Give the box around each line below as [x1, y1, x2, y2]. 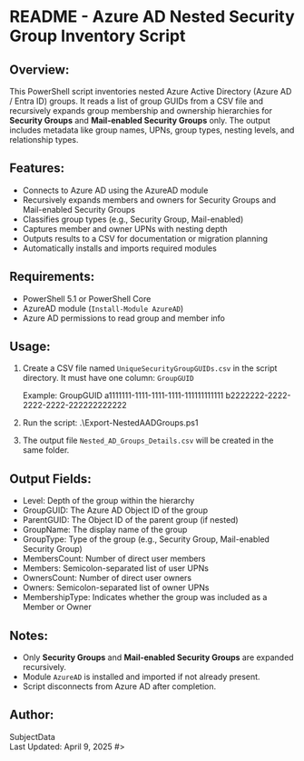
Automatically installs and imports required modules [22, 243, 218, 254]
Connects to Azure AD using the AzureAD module [22, 185, 209, 195]
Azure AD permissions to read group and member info [22, 312, 225, 324]
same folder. [22, 445, 70, 456]
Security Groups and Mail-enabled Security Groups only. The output [9, 115, 270, 125]
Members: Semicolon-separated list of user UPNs [22, 563, 209, 574]
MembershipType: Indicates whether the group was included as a [22, 592, 268, 603]
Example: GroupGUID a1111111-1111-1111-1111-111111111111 [22, 390, 224, 401]
